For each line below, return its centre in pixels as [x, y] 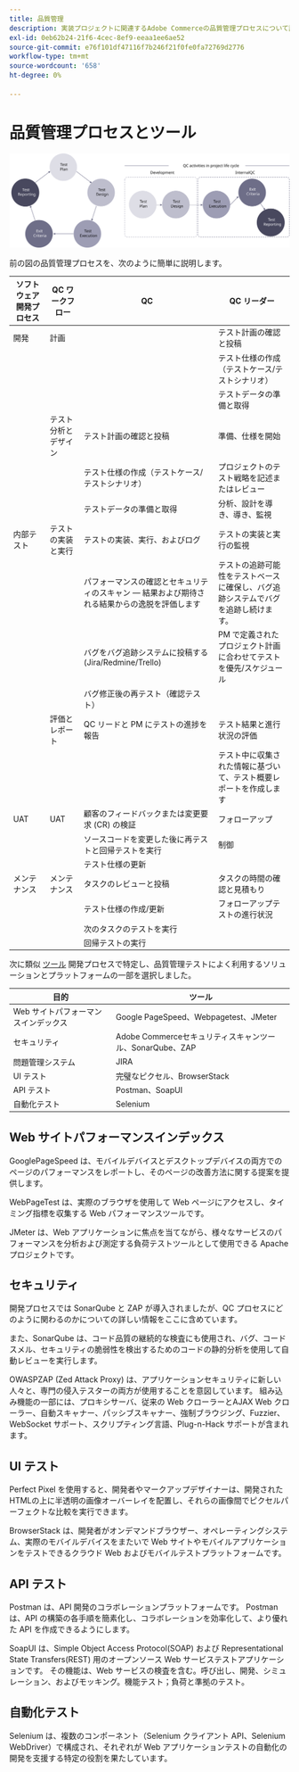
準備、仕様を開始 [249, 436]
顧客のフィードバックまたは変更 [142, 814]
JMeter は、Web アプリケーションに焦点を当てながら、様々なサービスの [142, 1232]
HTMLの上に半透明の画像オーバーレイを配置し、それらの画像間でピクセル [145, 1501]
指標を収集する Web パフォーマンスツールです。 [121, 1213]
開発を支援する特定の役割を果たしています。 [91, 1758]
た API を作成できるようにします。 [72, 1629]
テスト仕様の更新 [115, 864]
